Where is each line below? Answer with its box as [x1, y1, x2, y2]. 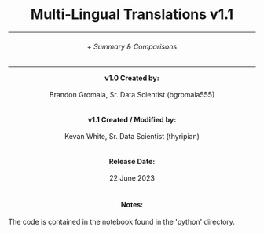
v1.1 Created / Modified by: [87, 115, 177, 125]
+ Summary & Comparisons [86, 42, 178, 51]
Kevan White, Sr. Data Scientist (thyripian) [64, 132, 200, 141]
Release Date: [108, 157, 156, 166]
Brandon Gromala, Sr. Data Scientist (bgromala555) [49, 90, 215, 100]
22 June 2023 [108, 174, 156, 183]
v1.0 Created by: [104, 73, 159, 83]
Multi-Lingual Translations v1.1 [30, 5, 234, 24]
